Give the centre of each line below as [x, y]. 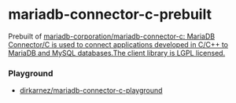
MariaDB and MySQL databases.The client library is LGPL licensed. [117, 53]
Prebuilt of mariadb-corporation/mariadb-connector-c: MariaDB [111, 36]
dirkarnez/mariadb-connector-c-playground [91, 90]
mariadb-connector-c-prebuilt [110, 15]
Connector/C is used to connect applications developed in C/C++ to [118, 44]
